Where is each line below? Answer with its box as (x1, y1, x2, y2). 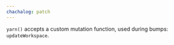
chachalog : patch (6, 8, 51, 15)
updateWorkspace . (6, 31, 49, 39)
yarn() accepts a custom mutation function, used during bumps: (6, 25, 169, 32)
